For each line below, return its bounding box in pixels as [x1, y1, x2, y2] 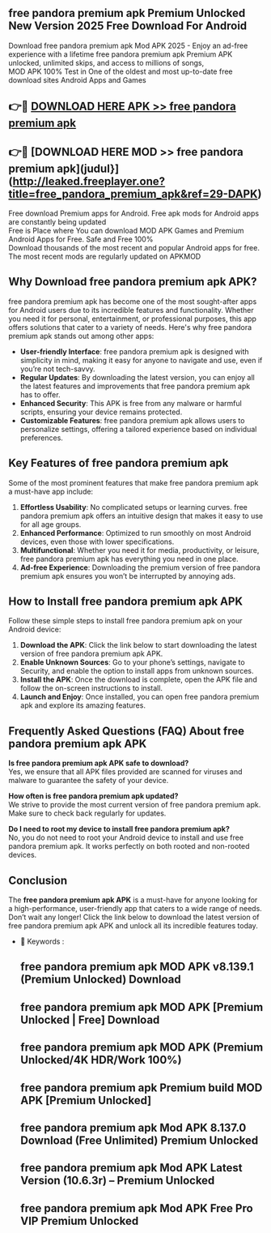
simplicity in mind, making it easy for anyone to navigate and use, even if [19, 355, 263, 365]
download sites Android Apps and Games [8, 75, 147, 84]
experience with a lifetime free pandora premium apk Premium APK [8, 49, 233, 59]
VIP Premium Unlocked [19, 1214, 139, 1227]
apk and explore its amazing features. [19, 700, 146, 710]
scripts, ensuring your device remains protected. [19, 407, 183, 417]
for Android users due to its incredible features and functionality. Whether [8, 305, 254, 315]
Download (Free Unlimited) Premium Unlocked [19, 1134, 259, 1148]
